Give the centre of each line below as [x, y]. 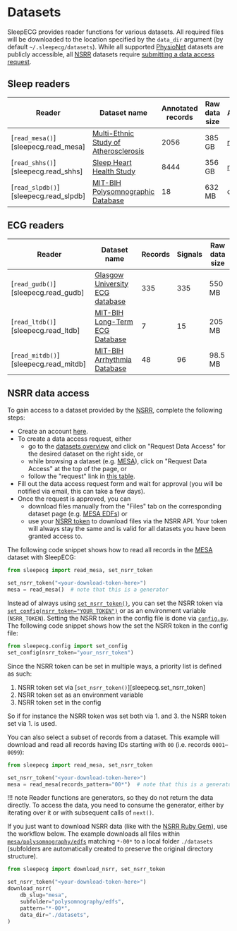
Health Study [114, 171]
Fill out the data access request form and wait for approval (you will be [120, 484]
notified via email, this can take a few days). [81, 492]
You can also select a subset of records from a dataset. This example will [114, 737]
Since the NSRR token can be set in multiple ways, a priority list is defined [115, 666]
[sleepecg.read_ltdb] [45, 330]
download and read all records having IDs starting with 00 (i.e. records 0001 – [118, 744]
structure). [23, 856]
